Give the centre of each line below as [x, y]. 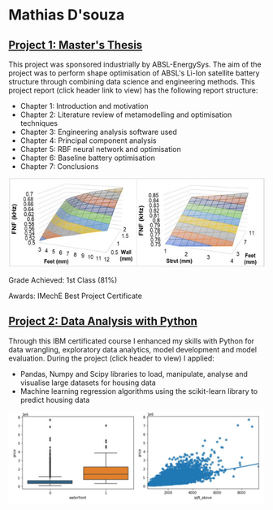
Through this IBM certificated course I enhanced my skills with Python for [131, 341]
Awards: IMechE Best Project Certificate [75, 296]
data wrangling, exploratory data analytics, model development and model [133, 349]
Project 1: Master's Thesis [76, 45]
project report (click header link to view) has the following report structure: [133, 90]
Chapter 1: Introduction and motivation [84, 106]
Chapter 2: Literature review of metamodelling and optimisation [126, 115]
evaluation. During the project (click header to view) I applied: [112, 358]
